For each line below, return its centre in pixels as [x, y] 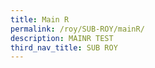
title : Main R [40, 19]
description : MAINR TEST [62, 38]
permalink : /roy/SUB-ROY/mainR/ [77, 29]
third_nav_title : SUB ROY [64, 47]
